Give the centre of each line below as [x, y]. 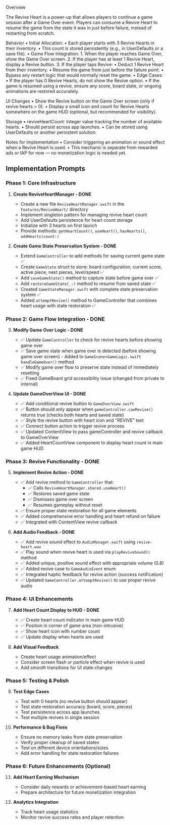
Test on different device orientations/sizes [64, 748]
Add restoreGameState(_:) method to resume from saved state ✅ [88, 283]
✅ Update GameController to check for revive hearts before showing [91, 339]
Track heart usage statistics [49, 812]
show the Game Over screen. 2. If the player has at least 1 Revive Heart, [80, 59]
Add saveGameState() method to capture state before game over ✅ [90, 278]
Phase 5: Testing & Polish [37, 681]
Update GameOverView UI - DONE [49, 394]
